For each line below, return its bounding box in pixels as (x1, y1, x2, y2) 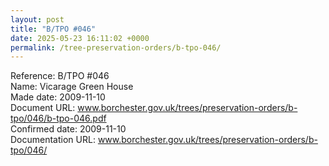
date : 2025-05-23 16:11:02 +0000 (10, 33, 150, 43)
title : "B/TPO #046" (10, 24, 97, 34)
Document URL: (10, 102, 76, 114)
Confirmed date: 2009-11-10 (10, 123, 127, 135)
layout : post (10, 14, 65, 25)
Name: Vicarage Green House (10, 81, 134, 93)
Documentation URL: (10, 134, 96, 146)
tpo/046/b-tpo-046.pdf (10, 112, 107, 125)
